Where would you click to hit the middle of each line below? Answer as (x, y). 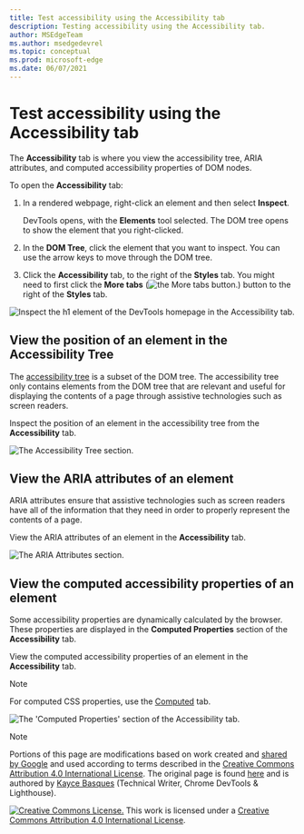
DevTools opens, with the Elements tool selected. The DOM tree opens (155, 220)
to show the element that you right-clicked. (103, 230)
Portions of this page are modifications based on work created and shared (148, 754)
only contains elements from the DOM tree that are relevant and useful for (147, 386)
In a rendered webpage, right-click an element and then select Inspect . (156, 203)
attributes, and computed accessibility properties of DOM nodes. (131, 167)
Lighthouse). (33, 793)
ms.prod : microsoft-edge (56, 60)
